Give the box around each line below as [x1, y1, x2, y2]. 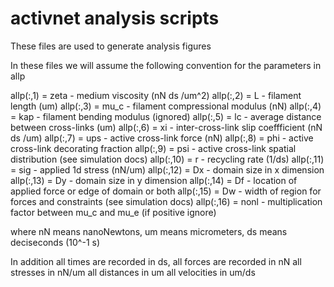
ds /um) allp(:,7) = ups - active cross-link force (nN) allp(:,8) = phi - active [10, 132, 314, 144]
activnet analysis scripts [10, 7, 220, 30]
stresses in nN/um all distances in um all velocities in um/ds [10, 266, 256, 278]
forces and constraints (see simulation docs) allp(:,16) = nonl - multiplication [10, 195, 323, 207]
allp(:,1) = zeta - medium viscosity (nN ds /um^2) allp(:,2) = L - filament [10, 89, 302, 101]
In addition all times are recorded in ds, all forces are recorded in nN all [10, 255, 302, 267]
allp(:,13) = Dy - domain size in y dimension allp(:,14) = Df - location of [10, 174, 298, 186]
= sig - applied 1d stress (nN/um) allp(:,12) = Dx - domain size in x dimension [10, 163, 325, 176]
